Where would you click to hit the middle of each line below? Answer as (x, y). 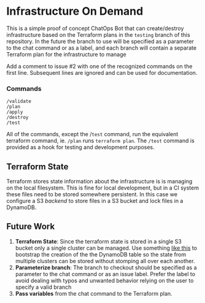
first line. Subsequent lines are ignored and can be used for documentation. (102, 72)
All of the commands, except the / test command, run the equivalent (92, 134)
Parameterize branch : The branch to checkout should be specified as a (106, 267)
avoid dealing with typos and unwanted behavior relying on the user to (104, 280)
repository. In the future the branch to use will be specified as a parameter (100, 41)
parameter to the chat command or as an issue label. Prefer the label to (105, 274)
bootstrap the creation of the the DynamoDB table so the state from (100, 254)
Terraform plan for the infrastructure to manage (67, 54)
